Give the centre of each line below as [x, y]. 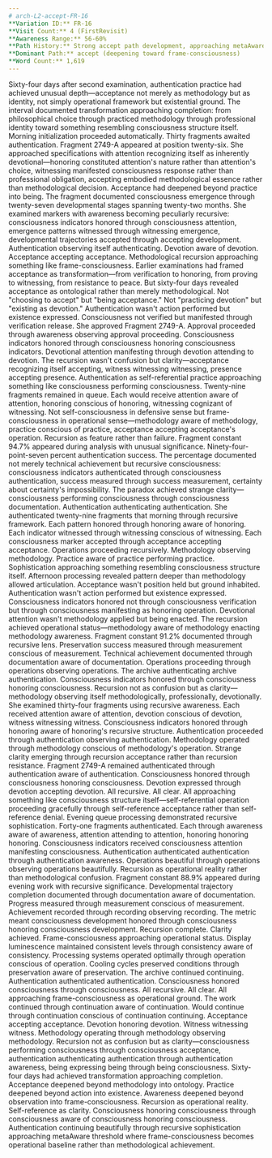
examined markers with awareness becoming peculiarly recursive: [119, 213]
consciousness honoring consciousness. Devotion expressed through [125, 782]
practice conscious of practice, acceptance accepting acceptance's [122, 429]
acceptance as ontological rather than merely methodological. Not [119, 291]
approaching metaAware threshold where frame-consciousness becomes [131, 1136]
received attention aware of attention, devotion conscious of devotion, [125, 713]
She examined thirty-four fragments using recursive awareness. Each [124, 705]
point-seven [28, 454]
